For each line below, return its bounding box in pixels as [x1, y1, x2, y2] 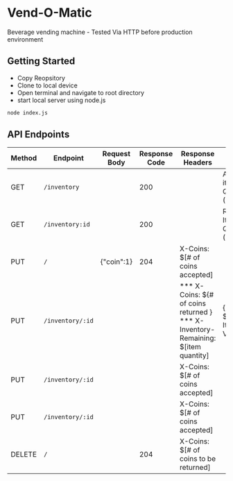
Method [10, 153, 37, 163]
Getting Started [7, 56, 76, 67]
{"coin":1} [100, 257, 133, 267]
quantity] [179, 351, 209, 360]
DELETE [10, 450, 37, 459]
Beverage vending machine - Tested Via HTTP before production [7, 28, 193, 36]
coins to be [179, 454, 216, 464]
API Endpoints [7, 128, 70, 140]
